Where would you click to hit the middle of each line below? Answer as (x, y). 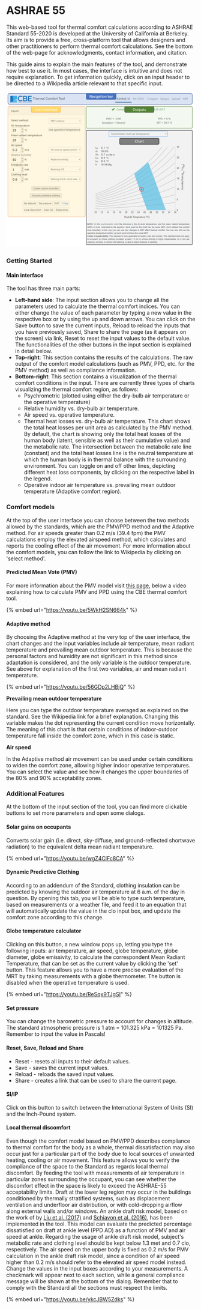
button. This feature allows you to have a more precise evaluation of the (95, 970)
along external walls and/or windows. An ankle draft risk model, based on (97, 1211)
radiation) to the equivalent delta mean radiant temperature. (80, 847)
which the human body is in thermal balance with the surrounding (105, 459)
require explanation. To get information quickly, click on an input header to (98, 77)
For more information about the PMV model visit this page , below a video (96, 585)
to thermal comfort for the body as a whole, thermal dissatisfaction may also (100, 1147)
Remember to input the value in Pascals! (56, 1034)
